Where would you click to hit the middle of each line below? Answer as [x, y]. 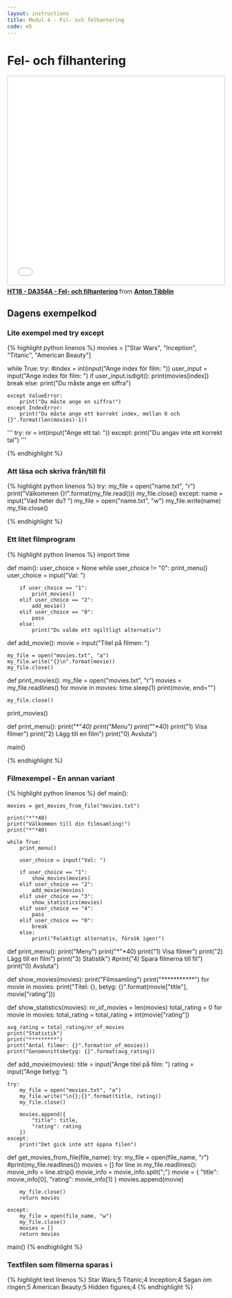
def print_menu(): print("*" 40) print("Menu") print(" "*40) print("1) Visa [107, 726]
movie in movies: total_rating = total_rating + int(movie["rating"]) [98, 1015]
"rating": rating [56, 1126]
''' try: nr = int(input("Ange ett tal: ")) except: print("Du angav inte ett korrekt [115, 433]
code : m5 [20, 26]
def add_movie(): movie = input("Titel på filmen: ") [78, 642]
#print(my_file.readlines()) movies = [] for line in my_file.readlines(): [102, 1164]
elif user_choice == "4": [57, 908]
